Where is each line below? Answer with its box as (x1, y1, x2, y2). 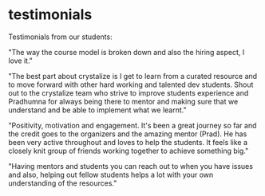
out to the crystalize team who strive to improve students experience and (8, 88, 249, 97)
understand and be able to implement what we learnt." (8, 105, 187, 115)
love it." (8, 56, 34, 65)
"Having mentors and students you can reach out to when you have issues (8, 161, 254, 171)
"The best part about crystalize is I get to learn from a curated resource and (8, 71, 258, 80)
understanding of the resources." (8, 178, 117, 188)
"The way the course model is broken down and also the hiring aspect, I (8, 47, 245, 57)
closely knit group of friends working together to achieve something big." (8, 146, 249, 155)
